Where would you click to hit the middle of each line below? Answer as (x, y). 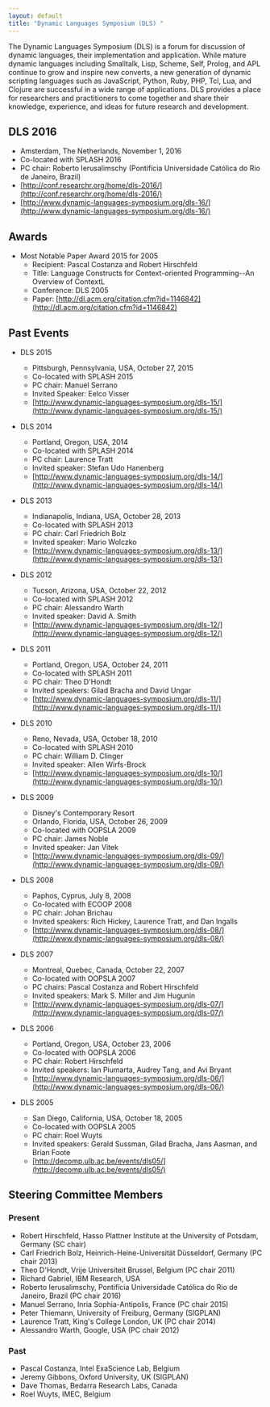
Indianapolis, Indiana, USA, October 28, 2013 (106, 516)
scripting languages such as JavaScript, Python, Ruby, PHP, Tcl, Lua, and (130, 81)
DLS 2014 (36, 426)
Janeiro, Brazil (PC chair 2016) (71, 1296)
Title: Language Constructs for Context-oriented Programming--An (143, 273)
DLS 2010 (36, 722)
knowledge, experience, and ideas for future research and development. (129, 107)
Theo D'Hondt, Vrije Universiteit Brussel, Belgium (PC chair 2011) (127, 1270)
